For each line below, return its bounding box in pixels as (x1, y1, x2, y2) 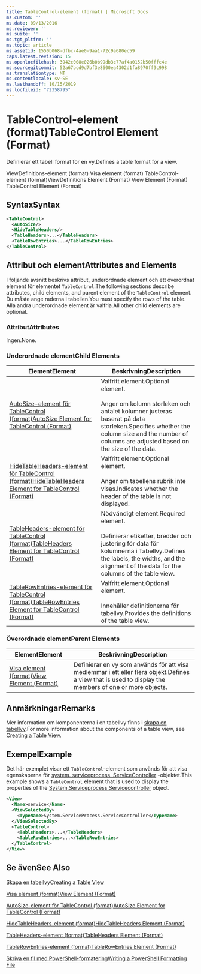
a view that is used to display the (74, 675, 166, 684)
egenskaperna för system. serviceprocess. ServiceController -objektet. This (6, 772, 193, 779)
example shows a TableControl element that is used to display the (6, 778, 169, 785)
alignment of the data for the (100, 562, 181, 570)
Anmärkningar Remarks (6, 703, 96, 713)
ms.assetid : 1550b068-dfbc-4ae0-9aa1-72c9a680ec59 (6, 48, 135, 54)
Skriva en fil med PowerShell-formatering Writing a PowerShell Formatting (6, 955, 187, 962)
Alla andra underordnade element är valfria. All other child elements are (6, 301, 181, 309)
